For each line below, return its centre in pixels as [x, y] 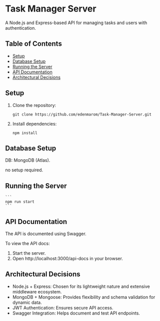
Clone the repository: [34, 105]
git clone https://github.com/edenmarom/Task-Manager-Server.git [82, 114]
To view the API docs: [27, 243]
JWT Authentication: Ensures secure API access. [63, 307]
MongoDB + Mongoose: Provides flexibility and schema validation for [84, 297]
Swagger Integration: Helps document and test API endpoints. [76, 313]
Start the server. [29, 253]
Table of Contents [34, 44]
